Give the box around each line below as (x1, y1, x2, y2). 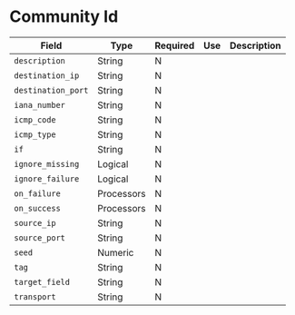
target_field (14, 277, 71, 287)
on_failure (14, 188, 61, 199)
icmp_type (14, 129, 56, 140)
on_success (14, 202, 61, 213)
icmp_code (14, 114, 56, 124)
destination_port (14, 84, 89, 95)
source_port (14, 232, 66, 242)
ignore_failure (14, 173, 80, 183)
